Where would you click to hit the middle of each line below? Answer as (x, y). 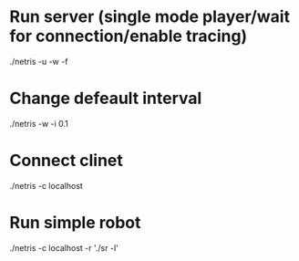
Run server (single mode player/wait (149, 17)
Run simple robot (75, 223)
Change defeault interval (106, 99)
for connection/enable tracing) (129, 36)
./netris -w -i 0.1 (39, 123)
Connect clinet (66, 161)
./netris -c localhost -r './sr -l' (64, 247)
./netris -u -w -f (39, 61)
